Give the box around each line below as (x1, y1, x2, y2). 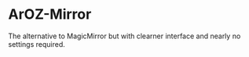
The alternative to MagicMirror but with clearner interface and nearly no (8, 31, 241, 41)
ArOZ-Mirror (8, 5, 92, 23)
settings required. (8, 39, 65, 48)
